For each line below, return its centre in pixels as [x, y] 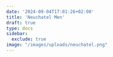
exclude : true [29, 39]
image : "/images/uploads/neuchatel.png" [57, 45]
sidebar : [17, 34]
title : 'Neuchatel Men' [36, 17]
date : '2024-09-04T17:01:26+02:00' [50, 12]
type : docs [20, 28]
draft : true [21, 23]
